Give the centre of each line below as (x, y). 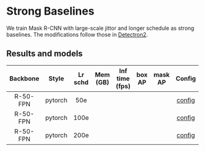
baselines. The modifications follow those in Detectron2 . (77, 34)
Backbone (24, 79)
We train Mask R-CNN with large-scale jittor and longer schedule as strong (100, 28)
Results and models (45, 54)
